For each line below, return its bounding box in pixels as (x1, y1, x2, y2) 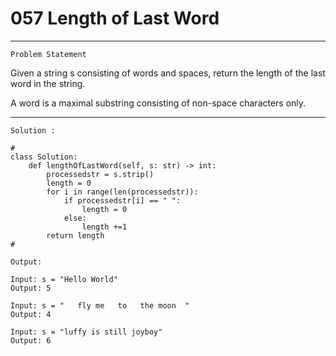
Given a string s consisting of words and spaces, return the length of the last (10, 67, 326, 79)
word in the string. (10, 77, 86, 89)
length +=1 (81, 222, 128, 232)
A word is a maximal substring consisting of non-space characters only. (10, 97, 307, 109)
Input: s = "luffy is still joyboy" (10, 327, 163, 337)
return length (46, 230, 105, 241)
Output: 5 (10, 283, 52, 293)
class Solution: (10, 152, 78, 162)
